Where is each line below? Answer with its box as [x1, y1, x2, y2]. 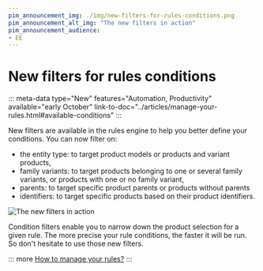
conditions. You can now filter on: [8, 134, 118, 144]
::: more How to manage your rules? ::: [8, 254, 133, 264]
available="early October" [8, 102, 93, 111]
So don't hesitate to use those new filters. [8, 239, 144, 249]
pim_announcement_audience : [8, 26, 101, 34]
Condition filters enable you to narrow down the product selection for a [8, 222, 239, 231]
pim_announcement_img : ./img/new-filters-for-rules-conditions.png [8, 11, 235, 20]
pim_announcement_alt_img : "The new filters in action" [8, 19, 196, 27]
